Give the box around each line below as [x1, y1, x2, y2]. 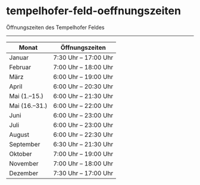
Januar [9, 53, 29, 62]
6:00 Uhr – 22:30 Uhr [53, 130, 114, 139]
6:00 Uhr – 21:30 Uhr [53, 92, 114, 100]
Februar [9, 63, 32, 71]
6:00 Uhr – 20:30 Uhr [53, 82, 114, 90]
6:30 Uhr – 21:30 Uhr [53, 140, 114, 148]
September [9, 140, 40, 148]
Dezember [9, 169, 39, 177]
